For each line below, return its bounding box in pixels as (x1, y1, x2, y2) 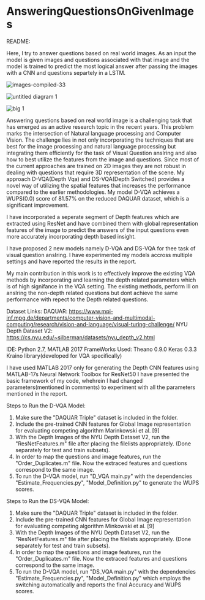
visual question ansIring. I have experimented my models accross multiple (6, 251, 193, 258)
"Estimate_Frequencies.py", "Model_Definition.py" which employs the (15, 574, 191, 582)
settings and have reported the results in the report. (6, 258, 136, 265)
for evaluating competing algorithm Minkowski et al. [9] (15, 522, 155, 529)
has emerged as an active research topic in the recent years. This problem (6, 123, 194, 130)
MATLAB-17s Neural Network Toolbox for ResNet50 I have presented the (6, 370, 190, 378)
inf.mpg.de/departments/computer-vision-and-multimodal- (6, 314, 155, 321)
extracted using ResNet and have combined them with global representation (6, 220, 198, 227)
